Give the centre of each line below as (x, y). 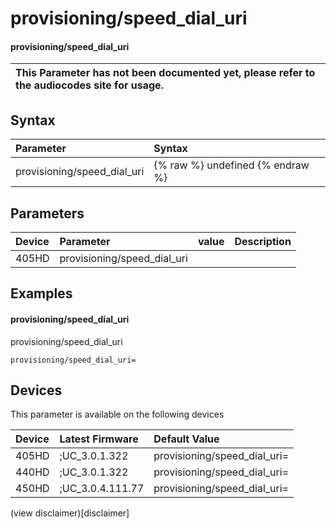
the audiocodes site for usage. (89, 85)
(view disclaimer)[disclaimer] (70, 513)
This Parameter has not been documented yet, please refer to (165, 73)
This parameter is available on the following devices (117, 414)
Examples (41, 293)
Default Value (186, 439)
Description (263, 242)
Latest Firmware (99, 439)
